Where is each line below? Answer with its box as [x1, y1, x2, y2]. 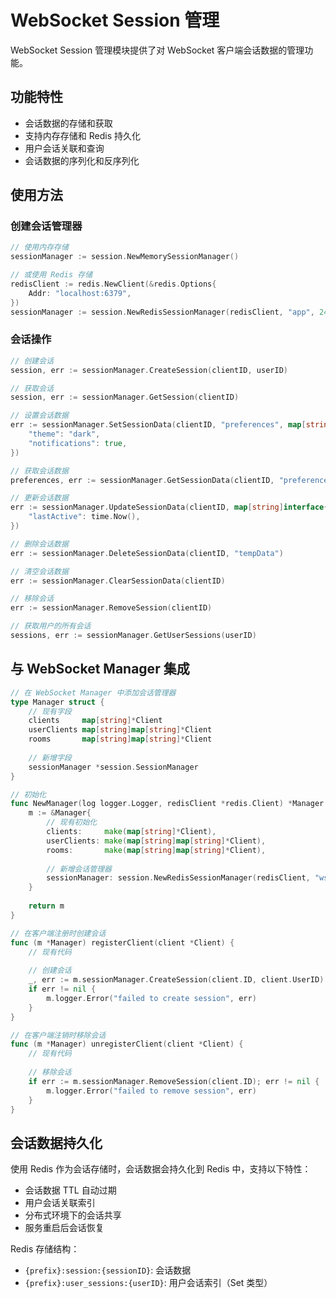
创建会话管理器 [10, 219, 83, 233]
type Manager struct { [10, 697, 105, 707]
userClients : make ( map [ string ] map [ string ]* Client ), [46, 836, 267, 846]
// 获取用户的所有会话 [10, 621, 92, 631]
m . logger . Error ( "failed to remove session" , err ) [46, 1086, 257, 1096]
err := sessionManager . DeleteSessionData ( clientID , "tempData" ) [10, 548, 284, 558]
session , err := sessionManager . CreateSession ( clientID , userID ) [10, 365, 288, 375]
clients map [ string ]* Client [28, 716, 163, 726]
